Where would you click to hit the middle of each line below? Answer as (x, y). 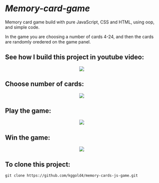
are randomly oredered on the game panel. (48, 41)
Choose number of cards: (44, 84)
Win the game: (27, 137)
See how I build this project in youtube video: (75, 57)
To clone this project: (38, 164)
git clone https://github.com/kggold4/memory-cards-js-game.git (71, 176)
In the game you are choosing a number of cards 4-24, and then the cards (79, 37)
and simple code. (22, 27)
